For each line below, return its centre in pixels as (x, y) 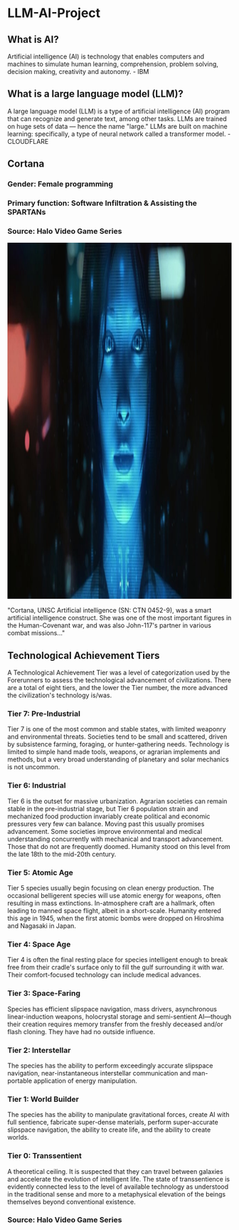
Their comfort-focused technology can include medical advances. (104, 975)
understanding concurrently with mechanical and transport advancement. (116, 839)
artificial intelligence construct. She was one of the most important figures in (119, 618)
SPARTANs (27, 212)
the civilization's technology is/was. (60, 695)
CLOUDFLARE (28, 141)
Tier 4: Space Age (39, 944)
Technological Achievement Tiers (84, 656)
